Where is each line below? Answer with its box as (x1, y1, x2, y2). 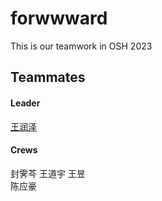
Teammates (10, 69, 86, 86)
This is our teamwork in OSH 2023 (10, 40, 153, 52)
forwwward (10, 7, 108, 30)
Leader (10, 97, 41, 109)
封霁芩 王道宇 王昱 (10, 167, 86, 179)
